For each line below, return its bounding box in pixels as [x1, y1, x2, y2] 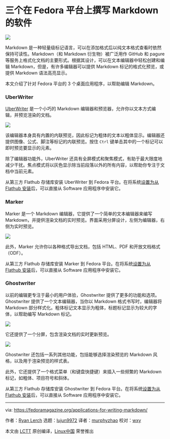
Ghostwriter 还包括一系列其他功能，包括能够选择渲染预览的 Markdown [5, 351, 152, 357]
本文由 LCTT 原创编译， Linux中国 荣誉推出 [5, 428, 94, 434]
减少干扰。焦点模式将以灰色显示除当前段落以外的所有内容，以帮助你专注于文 [5, 162, 165, 168]
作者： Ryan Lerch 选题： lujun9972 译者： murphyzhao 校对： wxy [5, 417, 142, 423]
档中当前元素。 [5, 168, 36, 175]
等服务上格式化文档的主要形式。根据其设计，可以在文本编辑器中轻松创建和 [5, 57, 160, 63]
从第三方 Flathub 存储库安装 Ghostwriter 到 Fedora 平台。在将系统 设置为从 [5, 385, 161, 391]
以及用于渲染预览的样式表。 [14, 357, 72, 364]
